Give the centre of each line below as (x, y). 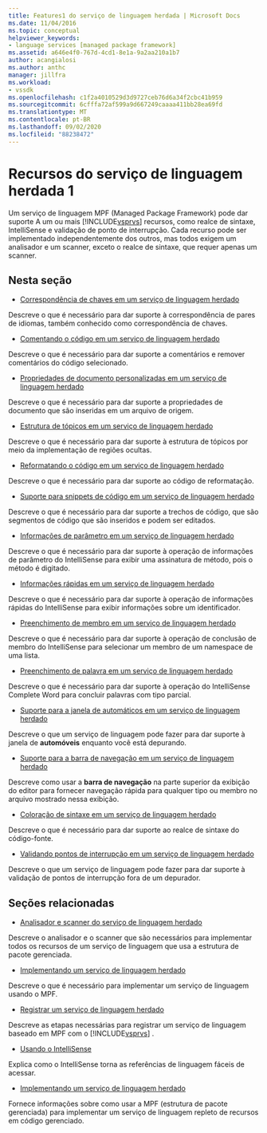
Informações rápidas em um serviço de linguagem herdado (117, 584)
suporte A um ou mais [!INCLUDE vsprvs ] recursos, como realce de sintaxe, (132, 221)
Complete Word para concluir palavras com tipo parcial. (100, 695)
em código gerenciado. (47, 1121)
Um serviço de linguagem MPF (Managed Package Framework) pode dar (128, 213)
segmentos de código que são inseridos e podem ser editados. (112, 520)
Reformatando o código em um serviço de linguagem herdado (122, 466)
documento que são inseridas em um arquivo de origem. (101, 411)
